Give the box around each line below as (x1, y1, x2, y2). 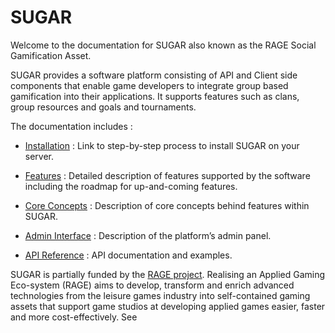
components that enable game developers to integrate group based (10, 79, 289, 91)
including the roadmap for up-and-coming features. (24, 180, 238, 192)
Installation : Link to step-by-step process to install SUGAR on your (24, 139, 300, 151)
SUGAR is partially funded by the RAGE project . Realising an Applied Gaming (10, 268, 326, 280)
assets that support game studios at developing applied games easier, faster (10, 300, 326, 312)
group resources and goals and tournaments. (10, 101, 197, 113)
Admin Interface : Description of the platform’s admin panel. (24, 229, 272, 241)
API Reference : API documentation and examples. (24, 249, 233, 261)
